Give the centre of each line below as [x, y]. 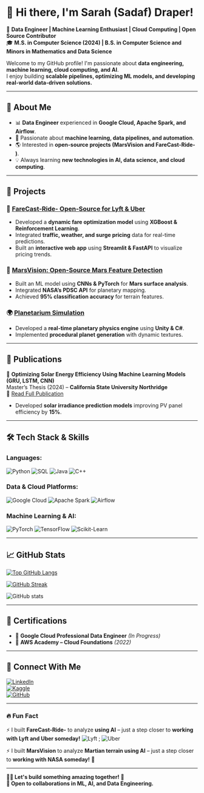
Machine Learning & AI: [42, 516]
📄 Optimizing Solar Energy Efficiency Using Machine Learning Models [96, 374]
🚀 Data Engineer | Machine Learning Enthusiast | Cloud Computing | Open [101, 29]
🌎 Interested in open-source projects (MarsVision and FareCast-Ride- [105, 144]
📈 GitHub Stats [36, 555]
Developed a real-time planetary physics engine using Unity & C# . [100, 328]
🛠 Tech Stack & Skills [48, 438]
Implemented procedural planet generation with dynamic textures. [99, 335]
